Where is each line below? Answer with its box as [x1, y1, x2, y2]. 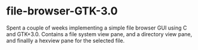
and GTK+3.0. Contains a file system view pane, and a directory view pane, [6, 30, 193, 37]
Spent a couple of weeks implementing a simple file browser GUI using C [6, 24, 187, 31]
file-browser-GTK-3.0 [6, 4, 118, 18]
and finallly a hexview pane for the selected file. [6, 37, 125, 44]
